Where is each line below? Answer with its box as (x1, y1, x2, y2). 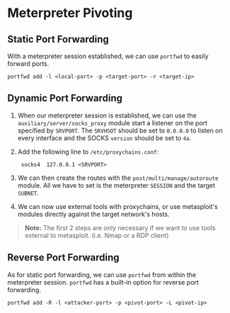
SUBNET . (17, 188, 39, 197)
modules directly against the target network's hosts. (17, 210, 170, 218)
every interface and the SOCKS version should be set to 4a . (17, 133, 192, 142)
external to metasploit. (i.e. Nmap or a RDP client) (24, 231, 169, 239)
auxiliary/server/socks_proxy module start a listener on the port (17, 118, 207, 127)
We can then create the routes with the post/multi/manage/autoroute (17, 173, 219, 182)
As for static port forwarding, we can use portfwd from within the (7, 271, 197, 279)
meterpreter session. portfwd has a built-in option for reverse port (7, 278, 200, 286)
